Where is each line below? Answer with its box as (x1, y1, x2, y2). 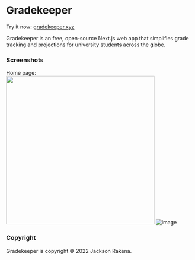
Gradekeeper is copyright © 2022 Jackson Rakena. (6, 247, 132, 254)
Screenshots (6, 56, 44, 64)
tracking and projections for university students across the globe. (6, 41, 166, 48)
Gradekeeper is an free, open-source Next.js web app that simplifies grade (6, 34, 189, 42)
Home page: (6, 69, 37, 77)
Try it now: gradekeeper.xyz (6, 23, 75, 30)
